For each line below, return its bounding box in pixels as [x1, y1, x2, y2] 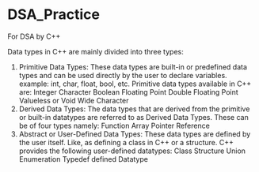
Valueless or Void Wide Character [18, 95, 129, 105]
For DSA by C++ [7, 32, 61, 41]
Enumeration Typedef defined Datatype [18, 154, 148, 163]
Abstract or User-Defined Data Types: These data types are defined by [18, 129, 251, 139]
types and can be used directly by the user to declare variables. [18, 70, 227, 80]
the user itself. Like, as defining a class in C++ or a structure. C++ [18, 137, 234, 147]
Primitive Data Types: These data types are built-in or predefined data [18, 62, 247, 72]
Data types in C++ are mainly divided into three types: [7, 47, 184, 56]
